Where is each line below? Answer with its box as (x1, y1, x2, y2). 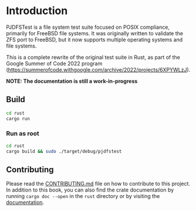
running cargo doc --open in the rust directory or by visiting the (6, 193, 160, 200)
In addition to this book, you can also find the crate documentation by (6, 186, 174, 193)
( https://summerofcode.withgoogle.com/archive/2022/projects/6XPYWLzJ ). (6, 66, 191, 73)
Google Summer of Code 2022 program (6, 60, 103, 67)
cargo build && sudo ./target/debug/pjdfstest (6, 148, 122, 154)
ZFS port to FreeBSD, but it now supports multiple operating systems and (6, 36, 183, 43)
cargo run (6, 116, 31, 122)
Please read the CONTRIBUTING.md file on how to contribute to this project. (6, 180, 191, 187)
